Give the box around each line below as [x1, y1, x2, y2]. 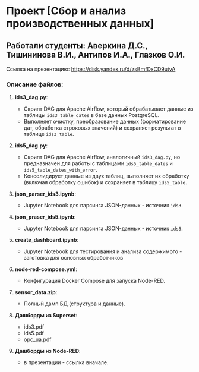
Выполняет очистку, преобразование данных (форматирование [23, 118, 186, 125]
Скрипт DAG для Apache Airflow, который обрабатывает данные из [23, 105, 194, 112]
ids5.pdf [23, 330, 45, 337]
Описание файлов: [6, 80, 64, 89]
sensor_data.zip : [14, 289, 58, 296]
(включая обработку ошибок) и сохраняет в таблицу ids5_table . [23, 179, 187, 186]
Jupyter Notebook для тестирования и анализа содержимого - [23, 248, 182, 255]
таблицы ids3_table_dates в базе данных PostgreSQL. [23, 112, 160, 119]
